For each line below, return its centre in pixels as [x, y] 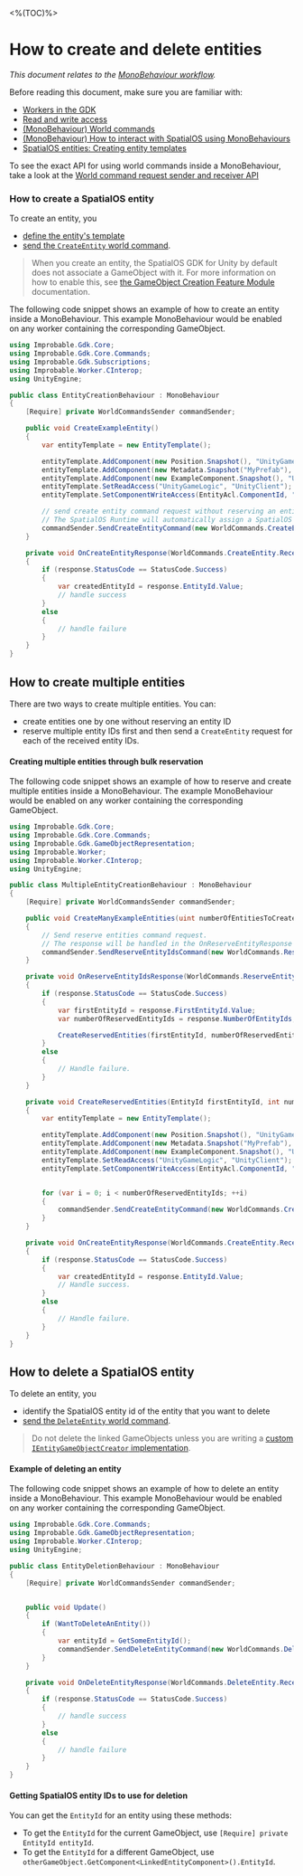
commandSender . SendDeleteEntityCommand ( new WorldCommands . [170, 1649]
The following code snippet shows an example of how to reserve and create [150, 782]
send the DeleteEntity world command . [96, 1421]
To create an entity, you [53, 218]
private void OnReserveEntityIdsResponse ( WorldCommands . [135, 977]
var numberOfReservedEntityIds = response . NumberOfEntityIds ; [177, 1019]
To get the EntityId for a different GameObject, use [118, 1852]
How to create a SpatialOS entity [82, 198]
